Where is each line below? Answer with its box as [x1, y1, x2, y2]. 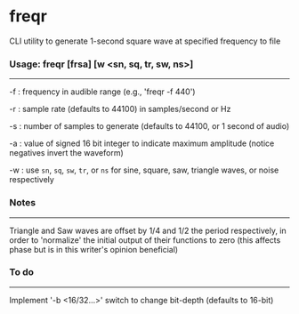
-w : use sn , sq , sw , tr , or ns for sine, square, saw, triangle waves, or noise [9, 165, 279, 175]
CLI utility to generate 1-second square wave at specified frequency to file [9, 36, 281, 46]
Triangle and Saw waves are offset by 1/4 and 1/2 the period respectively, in [9, 225, 287, 236]
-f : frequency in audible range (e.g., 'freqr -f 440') [9, 86, 196, 97]
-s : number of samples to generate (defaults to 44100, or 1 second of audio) [9, 121, 290, 132]
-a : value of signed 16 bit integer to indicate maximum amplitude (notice [9, 138, 275, 149]
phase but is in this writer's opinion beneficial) [9, 244, 179, 254]
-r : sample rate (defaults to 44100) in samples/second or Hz [9, 104, 231, 115]
